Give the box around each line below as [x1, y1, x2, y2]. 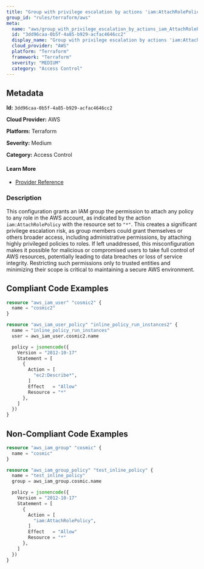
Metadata [6, 88, 44, 98]
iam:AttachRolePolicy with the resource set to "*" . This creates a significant [6, 220, 197, 228]
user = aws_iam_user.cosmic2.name [12, 333, 99, 339]
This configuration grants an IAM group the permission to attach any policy [6, 207, 194, 215]
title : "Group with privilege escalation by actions [6, 9, 143, 15]
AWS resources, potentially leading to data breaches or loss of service [6, 253, 183, 260]
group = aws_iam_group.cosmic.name [12, 478, 102, 485]
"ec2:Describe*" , [33, 372, 78, 379]
